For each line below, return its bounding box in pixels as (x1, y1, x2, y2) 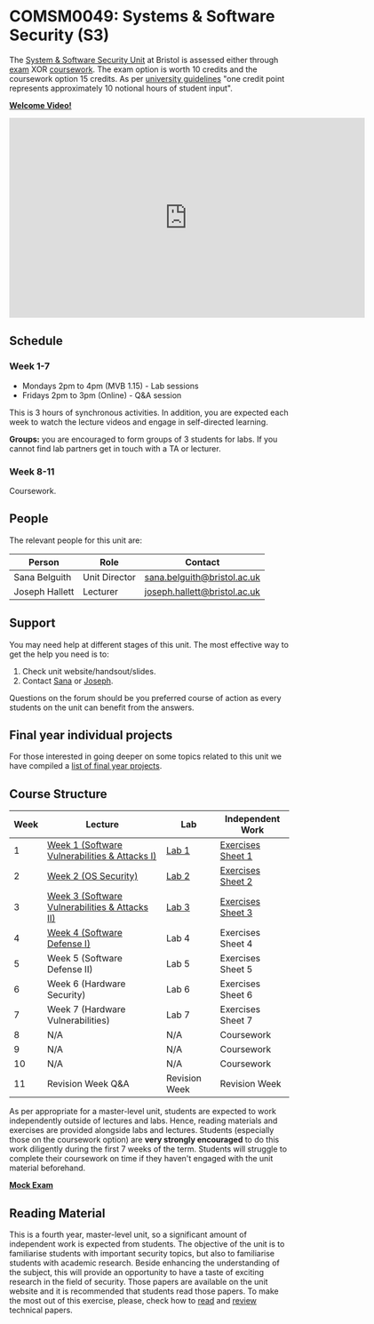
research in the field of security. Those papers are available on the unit (9, 1276, 268, 1287)
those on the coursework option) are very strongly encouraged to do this (9, 1135, 280, 1145)
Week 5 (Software (47, 953, 123, 965)
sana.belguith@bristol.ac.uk (144, 570, 260, 583)
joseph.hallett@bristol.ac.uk (144, 585, 260, 597)
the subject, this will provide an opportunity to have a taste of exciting (9, 1266, 265, 1277)
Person (28, 555, 60, 568)
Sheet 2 (219, 875, 253, 888)
